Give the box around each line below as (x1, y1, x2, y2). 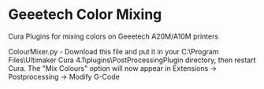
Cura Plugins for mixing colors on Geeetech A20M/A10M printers (8, 32, 219, 41)
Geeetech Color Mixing (8, 6, 162, 24)
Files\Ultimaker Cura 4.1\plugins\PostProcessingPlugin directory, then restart (8, 55, 256, 65)
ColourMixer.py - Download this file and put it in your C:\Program (8, 46, 219, 56)
